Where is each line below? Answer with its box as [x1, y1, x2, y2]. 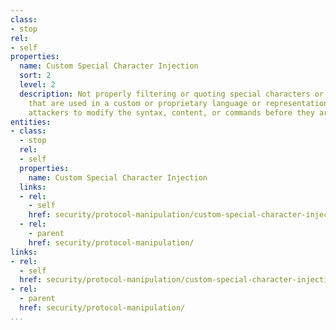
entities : [10, 117, 52, 127]
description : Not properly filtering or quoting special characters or [19, 89, 325, 99]
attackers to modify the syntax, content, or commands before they [28, 107, 315, 118]
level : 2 [19, 80, 56, 90]
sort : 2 [19, 71, 52, 81]
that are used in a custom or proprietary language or [28, 98, 262, 108]
